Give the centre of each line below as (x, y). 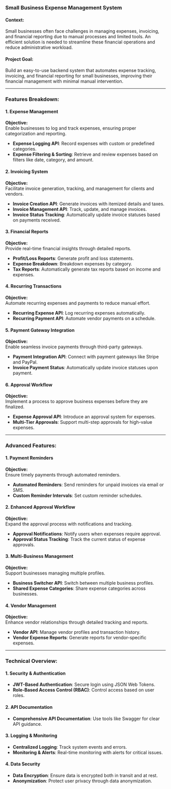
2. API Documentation (29, 707)
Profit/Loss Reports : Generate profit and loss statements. (73, 258)
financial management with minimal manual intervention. (64, 81)
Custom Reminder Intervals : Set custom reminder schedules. (77, 495)
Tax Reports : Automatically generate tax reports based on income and (87, 269)
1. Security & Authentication (36, 673)
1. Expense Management (32, 111)
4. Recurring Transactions (34, 286)
